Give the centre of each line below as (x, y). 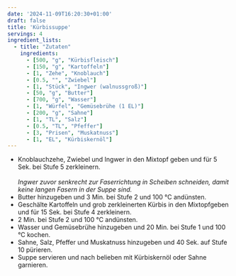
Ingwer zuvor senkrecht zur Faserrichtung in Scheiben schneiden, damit (123, 182)
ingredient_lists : (34, 40)
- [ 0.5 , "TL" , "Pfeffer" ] (64, 126)
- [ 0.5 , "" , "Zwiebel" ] (61, 80)
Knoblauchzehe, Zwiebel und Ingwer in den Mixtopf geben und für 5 (117, 160)
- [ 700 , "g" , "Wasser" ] (61, 100)
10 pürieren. (35, 250)
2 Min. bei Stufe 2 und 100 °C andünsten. (78, 220)
